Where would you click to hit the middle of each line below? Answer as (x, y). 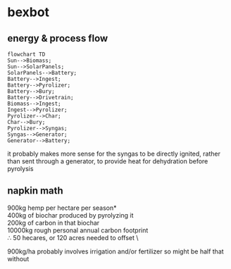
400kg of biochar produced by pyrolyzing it (70, 215)
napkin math (35, 191)
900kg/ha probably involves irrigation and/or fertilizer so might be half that (115, 251)
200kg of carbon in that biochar (54, 223)
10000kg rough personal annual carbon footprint (78, 230)
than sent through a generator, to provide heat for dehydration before (108, 161)
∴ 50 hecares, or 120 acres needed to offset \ (73, 237)
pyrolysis (20, 169)
